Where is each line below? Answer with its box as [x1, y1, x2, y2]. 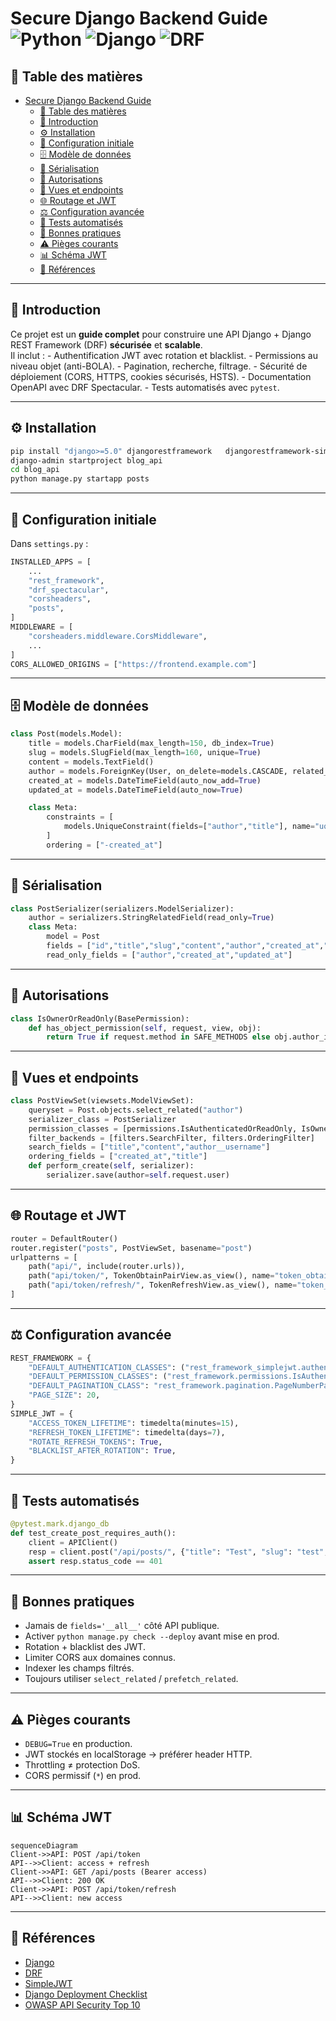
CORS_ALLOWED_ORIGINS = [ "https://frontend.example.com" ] [10, 659, 257, 669]
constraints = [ [46, 812, 114, 822]
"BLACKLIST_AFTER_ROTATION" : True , [28, 1446, 177, 1456]
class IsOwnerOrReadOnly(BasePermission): [10, 1013, 190, 1024]
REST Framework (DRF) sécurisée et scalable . [10, 338, 203, 351]
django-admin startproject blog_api [10, 455, 163, 466]
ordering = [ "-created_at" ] [46, 840, 163, 850]
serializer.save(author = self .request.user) [46, 1170, 230, 1181]
